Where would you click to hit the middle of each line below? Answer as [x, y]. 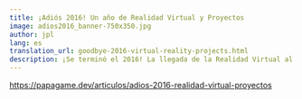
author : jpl [32, 34]
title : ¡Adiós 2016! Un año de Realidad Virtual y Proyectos [127, 18]
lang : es [26, 43]
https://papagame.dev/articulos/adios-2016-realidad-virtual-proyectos [141, 85]
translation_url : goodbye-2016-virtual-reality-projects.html [129, 51]
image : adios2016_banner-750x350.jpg [80, 26]
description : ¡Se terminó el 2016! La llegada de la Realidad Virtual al [151, 59]
